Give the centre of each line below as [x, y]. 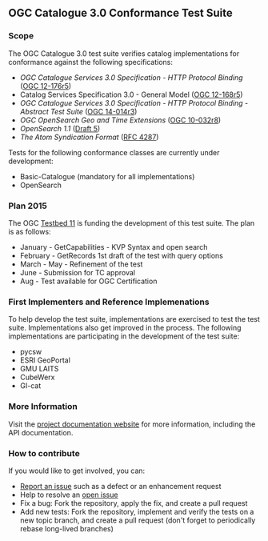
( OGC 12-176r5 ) [46, 86]
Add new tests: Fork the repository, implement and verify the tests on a [137, 511]
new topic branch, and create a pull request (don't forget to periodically [138, 520]
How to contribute [44, 453]
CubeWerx [37, 377]
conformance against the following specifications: [91, 62]
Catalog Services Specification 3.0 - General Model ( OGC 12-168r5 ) [131, 94]
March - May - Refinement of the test [81, 264]
